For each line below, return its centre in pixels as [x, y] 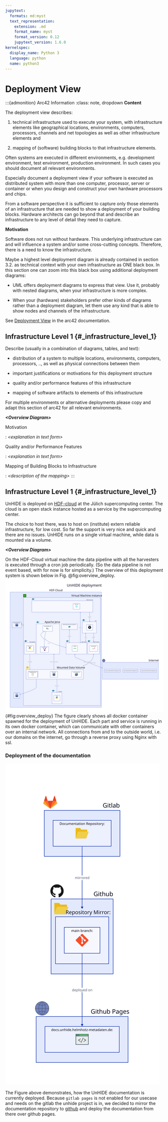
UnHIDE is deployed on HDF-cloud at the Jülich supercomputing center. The [84, 504]
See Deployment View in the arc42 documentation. [58, 320]
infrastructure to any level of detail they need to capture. [63, 220]
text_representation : [32, 21]
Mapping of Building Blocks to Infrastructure [51, 466]
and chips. [16, 194]
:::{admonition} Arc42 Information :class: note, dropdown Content [73, 103]
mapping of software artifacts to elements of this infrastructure [77, 393]
